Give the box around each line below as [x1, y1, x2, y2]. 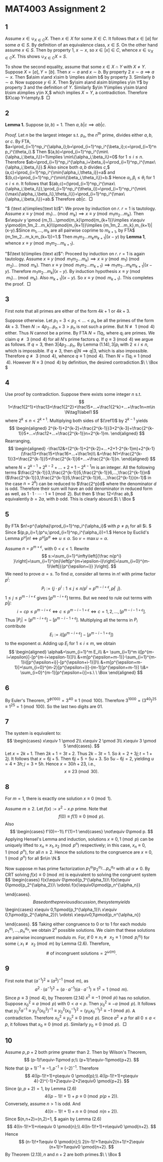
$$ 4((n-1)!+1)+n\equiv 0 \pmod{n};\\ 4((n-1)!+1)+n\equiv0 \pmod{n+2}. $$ [7, 1123, 156, 1129]
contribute [5, 623, 26, 629]
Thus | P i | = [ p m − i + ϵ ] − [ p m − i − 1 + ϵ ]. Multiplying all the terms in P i [5, 616, 138, 624]
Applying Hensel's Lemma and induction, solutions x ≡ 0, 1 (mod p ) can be [5, 836, 154, 842]
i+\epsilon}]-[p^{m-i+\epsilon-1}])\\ [6, 654, 77, 660]
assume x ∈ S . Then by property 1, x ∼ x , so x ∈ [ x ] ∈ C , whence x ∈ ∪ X [5, 47, 154, 54]
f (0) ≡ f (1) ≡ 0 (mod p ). [58, 813, 105, 819]
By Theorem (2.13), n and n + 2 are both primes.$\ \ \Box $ [5, 1151, 121, 1157]
